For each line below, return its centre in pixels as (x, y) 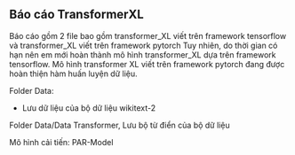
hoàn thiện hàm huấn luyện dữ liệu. (73, 74)
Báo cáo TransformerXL (76, 15)
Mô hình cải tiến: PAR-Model (61, 142)
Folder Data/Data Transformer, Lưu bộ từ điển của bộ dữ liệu (120, 125)
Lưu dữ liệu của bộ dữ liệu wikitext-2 (89, 108)
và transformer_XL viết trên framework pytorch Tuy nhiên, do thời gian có (144, 45)
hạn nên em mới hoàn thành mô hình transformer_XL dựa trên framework (143, 54)
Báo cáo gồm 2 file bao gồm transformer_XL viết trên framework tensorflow (148, 35)
